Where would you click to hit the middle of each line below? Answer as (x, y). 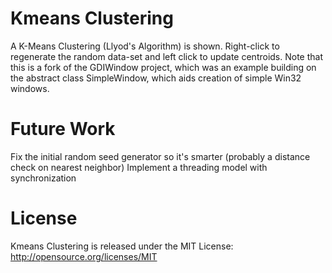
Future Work (63, 129)
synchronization (43, 178)
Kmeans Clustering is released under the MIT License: (122, 246)
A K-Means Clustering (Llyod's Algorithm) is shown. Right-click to (145, 46)
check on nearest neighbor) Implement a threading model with (139, 167)
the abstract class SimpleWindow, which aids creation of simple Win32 (156, 78)
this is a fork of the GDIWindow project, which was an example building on (163, 67)
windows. (30, 88)
